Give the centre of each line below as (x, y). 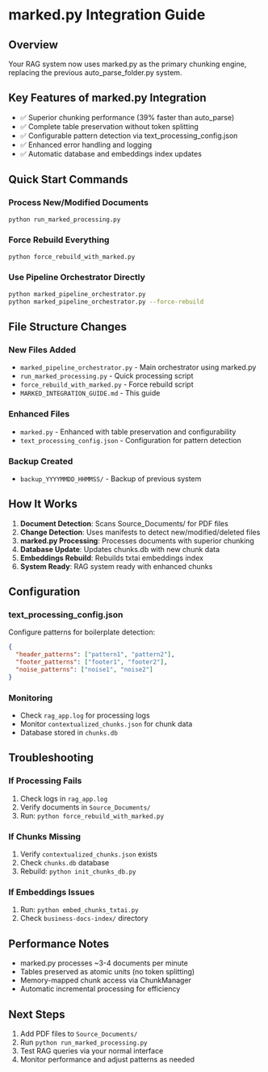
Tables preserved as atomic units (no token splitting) (107, 972)
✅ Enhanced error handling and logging (86, 144)
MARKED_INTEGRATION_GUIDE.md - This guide (90, 393)
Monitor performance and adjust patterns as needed (107, 1059)
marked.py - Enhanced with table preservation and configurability (128, 431)
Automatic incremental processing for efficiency (100, 989)
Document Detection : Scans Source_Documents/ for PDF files (124, 523)
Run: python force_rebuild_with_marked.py (92, 815)
